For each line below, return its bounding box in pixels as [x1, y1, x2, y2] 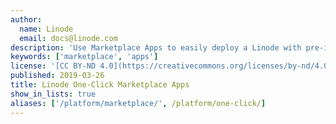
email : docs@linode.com [19, 33, 118, 43]
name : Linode [19, 24, 74, 34]
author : [10, 14, 43, 25]
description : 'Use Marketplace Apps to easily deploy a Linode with [10, 42, 302, 53]
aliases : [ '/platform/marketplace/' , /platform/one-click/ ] [10, 98, 267, 108]
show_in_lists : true [10, 89, 97, 99]
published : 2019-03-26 [10, 71, 105, 81]
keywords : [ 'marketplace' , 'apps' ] [10, 52, 159, 62]
